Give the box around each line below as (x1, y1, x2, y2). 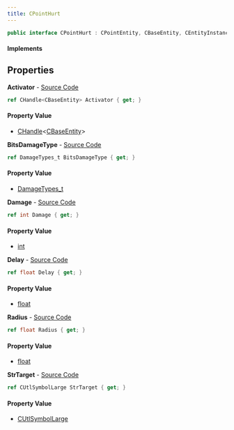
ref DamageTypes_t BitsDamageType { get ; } (7, 154, 136, 161)
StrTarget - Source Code (7, 371, 79, 379)
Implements (7, 45, 43, 53)
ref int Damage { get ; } (7, 212, 79, 219)
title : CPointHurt (7, 10, 61, 17)
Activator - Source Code (7, 83, 79, 91)
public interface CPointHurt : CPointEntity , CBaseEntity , (7, 29, 182, 36)
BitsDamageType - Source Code (7, 140, 102, 148)
